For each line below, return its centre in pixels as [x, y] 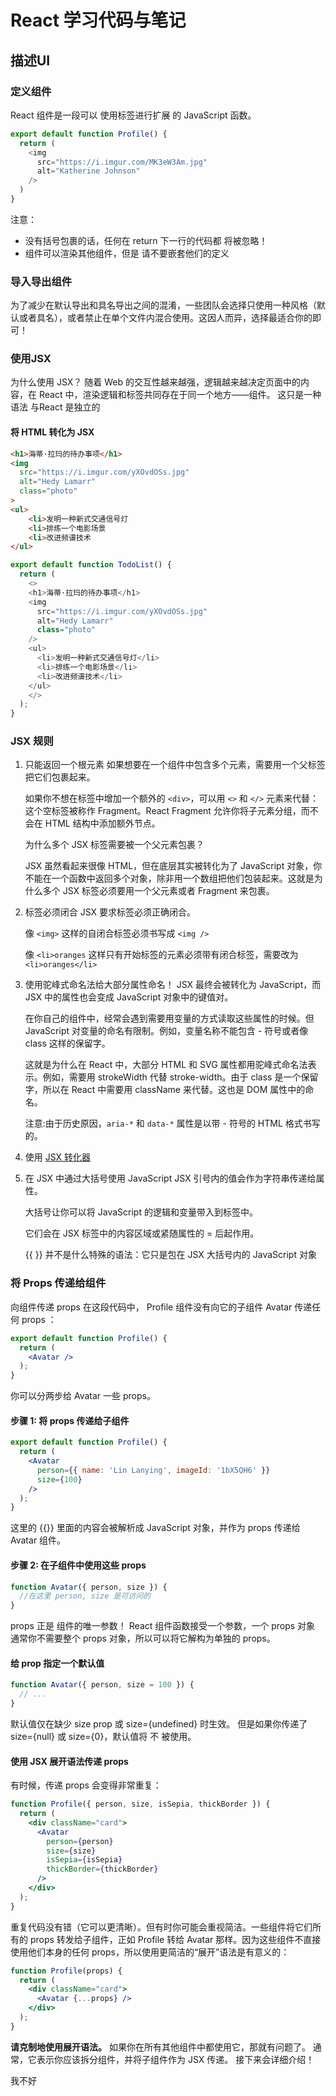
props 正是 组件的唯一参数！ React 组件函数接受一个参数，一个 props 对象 [163, 1626]
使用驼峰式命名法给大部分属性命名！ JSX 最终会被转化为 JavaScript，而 [173, 985]
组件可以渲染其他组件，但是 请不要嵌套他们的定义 [127, 253]
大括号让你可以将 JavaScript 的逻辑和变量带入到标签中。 [141, 1212]
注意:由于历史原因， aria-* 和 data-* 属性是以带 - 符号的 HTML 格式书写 [172, 1123]
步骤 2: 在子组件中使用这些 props [78, 1565]
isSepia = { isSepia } [84, 1860]
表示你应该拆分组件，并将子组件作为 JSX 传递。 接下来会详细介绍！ [175, 2059]
